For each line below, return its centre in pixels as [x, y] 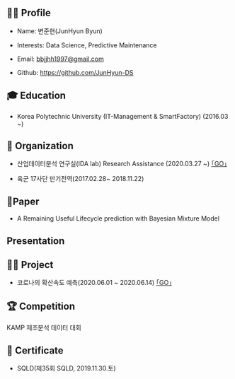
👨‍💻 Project [30, 265]
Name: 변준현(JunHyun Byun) [60, 31]
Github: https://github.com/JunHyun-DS [75, 72]
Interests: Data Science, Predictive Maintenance [87, 45]
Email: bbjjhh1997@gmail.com [60, 59]
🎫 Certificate [35, 350]
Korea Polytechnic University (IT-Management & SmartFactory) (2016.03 [122, 116]
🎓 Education [36, 96]
